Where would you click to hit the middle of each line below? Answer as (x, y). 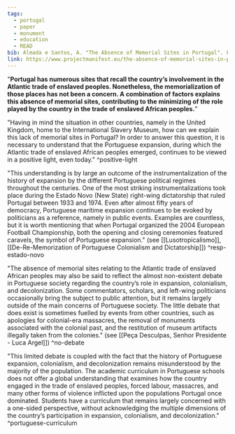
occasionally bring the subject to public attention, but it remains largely (109, 298)
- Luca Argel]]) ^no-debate (46, 342)
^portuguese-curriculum (42, 423)
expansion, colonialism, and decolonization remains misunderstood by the (114, 363)
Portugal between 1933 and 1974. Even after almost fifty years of (100, 203)
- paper (25, 27)
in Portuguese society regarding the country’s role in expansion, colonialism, (117, 283)
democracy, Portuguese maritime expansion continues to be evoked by (110, 210)
